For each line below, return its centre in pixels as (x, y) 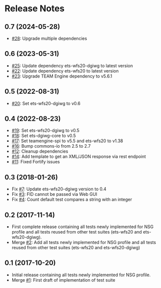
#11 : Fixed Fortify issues (36, 162)
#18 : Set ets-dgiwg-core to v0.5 (44, 136)
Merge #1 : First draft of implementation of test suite (63, 280)
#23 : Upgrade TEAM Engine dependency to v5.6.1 (62, 76)
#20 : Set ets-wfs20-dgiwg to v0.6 (46, 103)
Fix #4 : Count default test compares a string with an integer (72, 200)
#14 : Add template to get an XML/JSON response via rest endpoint (79, 157)
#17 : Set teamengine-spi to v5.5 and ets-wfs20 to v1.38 (67, 141)
